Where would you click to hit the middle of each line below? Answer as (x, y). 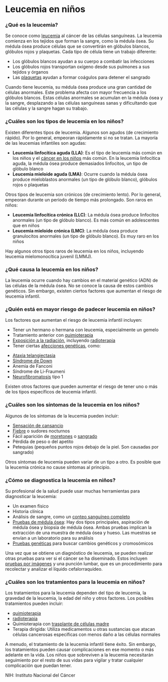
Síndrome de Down (32, 361)
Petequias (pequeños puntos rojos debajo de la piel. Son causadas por (86, 446)
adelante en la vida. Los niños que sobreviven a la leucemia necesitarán (79, 655)
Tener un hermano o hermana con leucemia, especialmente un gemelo (86, 330)
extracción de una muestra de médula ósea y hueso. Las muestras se (84, 533)
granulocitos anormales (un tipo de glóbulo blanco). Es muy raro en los (86, 236)
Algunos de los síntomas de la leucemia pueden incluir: (62, 416)
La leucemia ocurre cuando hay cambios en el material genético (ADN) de (81, 280)
